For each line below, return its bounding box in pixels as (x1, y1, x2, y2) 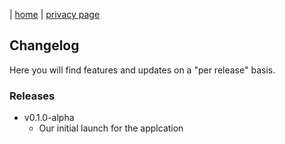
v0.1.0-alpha (23, 112, 75, 124)
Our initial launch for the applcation (38, 122, 184, 134)
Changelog (9, 37, 80, 54)
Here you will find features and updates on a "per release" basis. (9, 64, 276, 76)
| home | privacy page (9, 9, 101, 20)
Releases (9, 89, 56, 103)
